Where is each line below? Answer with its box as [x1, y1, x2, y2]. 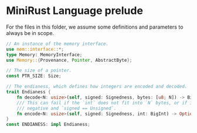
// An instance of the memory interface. [6, 41, 109, 47]
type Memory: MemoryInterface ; [6, 51, 83, 58]
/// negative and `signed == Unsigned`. [16, 105, 117, 111]
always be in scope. [6, 29, 55, 36]
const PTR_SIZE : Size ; [6, 73, 62, 79]
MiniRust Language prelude [6, 4, 144, 17]
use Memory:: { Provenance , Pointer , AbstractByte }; [6, 57, 133, 63]
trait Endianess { [6, 89, 51, 95]
